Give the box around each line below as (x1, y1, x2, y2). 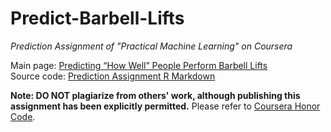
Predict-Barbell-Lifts (10, 7, 185, 30)
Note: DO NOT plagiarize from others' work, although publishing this (10, 89, 301, 101)
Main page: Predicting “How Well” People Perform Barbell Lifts (10, 59, 268, 71)
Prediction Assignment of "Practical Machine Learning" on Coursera (10, 40, 293, 52)
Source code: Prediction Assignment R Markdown (10, 70, 216, 82)
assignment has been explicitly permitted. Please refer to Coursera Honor (10, 100, 321, 112)
